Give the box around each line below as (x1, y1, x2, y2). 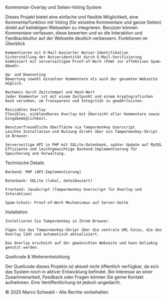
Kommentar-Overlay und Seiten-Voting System (5, 5, 102, 10)
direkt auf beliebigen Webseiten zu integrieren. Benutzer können (5, 25, 138, 31)
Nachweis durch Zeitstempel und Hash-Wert (5, 90, 95, 95)
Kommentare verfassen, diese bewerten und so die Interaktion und (5, 30, 142, 36)
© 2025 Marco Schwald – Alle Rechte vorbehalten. (5, 289, 110, 295)
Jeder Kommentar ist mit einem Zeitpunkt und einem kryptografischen (5, 94, 153, 99)
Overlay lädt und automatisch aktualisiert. (5, 232, 99, 237)
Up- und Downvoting (5, 72, 46, 77)
